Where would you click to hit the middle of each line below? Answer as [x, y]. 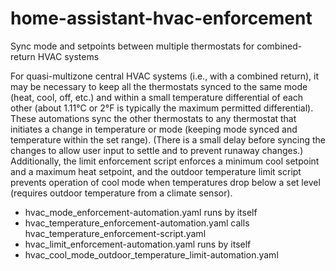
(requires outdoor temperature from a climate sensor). [121, 193]
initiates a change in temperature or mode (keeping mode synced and [154, 129]
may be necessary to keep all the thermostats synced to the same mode [159, 86]
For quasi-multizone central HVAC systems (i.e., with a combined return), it [164, 76]
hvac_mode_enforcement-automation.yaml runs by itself [141, 212]
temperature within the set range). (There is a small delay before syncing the [168, 139]
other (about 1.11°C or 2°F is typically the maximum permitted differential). [162, 108]
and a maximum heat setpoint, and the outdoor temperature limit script [156, 171]
